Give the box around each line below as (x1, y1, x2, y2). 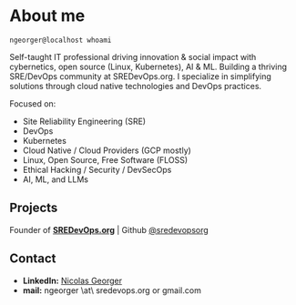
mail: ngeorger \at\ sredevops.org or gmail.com (22, 284, 202, 296)
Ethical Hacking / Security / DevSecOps (22, 164, 172, 175)
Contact (9, 251, 56, 267)
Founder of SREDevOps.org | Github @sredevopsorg (9, 224, 209, 235)
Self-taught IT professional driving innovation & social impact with (9, 51, 257, 62)
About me (9, 5, 86, 26)
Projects (9, 200, 58, 216)
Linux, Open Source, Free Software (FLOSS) (22, 154, 189, 165)
